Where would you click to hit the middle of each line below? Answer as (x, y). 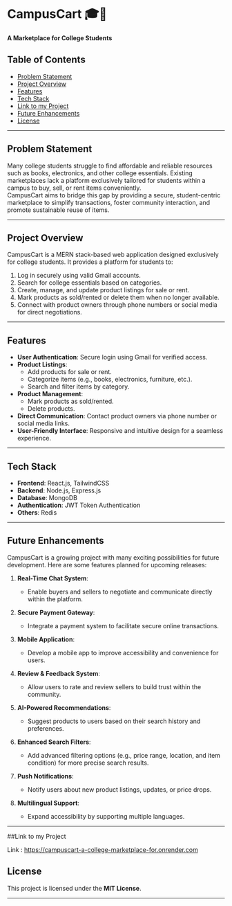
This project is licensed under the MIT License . (74, 888)
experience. (34, 438)
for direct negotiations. (50, 312)
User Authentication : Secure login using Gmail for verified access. (112, 357)
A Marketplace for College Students (60, 38)
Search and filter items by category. (78, 387)
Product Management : (50, 394)
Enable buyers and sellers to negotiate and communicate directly (120, 592)
